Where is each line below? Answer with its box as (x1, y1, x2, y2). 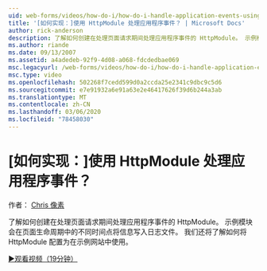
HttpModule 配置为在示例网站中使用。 (8, 237, 133, 246)
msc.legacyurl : (8, 64, 59, 72)
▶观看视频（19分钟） (8, 253, 78, 263)
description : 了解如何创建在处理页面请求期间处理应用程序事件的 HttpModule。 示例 (8, 33, 257, 42)
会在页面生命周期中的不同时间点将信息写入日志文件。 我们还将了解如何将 (8, 226, 247, 236)
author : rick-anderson (8, 26, 83, 34)
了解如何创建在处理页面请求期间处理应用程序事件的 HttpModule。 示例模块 (8, 217, 253, 226)
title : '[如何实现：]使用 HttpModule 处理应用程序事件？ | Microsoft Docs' (8, 19, 246, 27)
